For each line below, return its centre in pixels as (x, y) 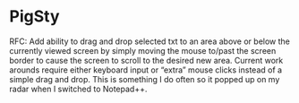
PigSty (34, 17)
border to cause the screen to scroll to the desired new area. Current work (146, 60)
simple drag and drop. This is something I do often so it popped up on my (145, 79)
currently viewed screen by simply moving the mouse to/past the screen (143, 50)
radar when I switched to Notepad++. (78, 89)
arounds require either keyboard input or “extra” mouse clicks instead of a (146, 70)
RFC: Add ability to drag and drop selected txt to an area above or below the (150, 41)
